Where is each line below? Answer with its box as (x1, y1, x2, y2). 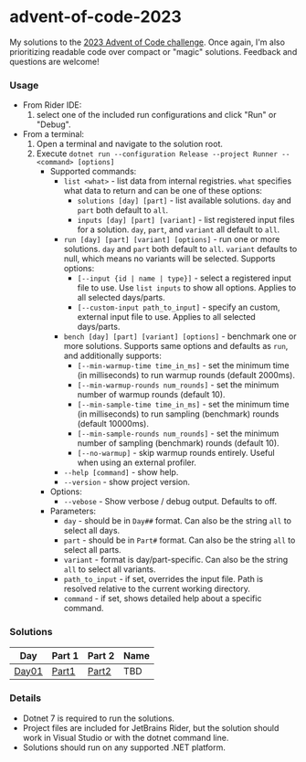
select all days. (63, 525, 121, 536)
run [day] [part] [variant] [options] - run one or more (63, 234, 280, 245)
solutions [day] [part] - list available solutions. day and (77, 195, 292, 206)
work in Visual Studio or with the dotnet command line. (22, 732, 229, 743)
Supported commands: (49, 166, 137, 177)
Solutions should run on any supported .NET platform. (22, 742, 226, 753)
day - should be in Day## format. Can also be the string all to (63, 515, 292, 526)
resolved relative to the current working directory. (63, 583, 251, 595)
